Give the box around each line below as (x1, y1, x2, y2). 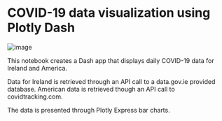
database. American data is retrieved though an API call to (7, 85, 175, 93)
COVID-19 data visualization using (7, 5, 211, 21)
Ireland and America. (7, 64, 68, 72)
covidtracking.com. (7, 92, 63, 101)
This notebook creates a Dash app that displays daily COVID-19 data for (7, 56, 215, 64)
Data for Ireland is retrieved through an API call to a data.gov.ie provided (7, 77, 216, 85)
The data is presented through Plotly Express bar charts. (7, 106, 170, 114)
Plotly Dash (7, 20, 76, 36)
